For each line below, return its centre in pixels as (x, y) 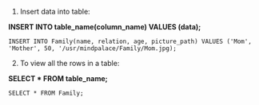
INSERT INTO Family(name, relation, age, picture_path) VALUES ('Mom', (130, 41)
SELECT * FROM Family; (46, 93)
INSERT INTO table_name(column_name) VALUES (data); (105, 27)
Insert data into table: (55, 12)
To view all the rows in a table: (70, 63)
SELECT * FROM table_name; (58, 78)
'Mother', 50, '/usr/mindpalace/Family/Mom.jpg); (93, 49)
